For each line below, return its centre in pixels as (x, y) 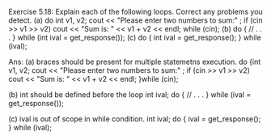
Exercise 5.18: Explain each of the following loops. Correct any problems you (135, 12)
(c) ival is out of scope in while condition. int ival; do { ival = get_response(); (135, 119)
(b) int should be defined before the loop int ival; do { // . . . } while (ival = (130, 95)
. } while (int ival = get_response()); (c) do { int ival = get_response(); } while (135, 37)
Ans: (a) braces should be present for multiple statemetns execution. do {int (135, 62)
